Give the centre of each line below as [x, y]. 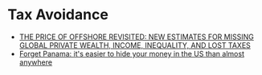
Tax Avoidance [58, 15]
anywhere [36, 62]
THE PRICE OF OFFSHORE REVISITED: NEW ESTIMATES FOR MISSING [136, 37]
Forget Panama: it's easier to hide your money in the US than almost [131, 53]
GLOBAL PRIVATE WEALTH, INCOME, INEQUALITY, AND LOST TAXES [135, 45]
